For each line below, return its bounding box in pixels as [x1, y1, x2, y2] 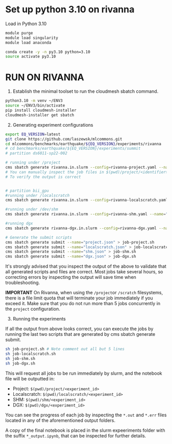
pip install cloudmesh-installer [5, 108, 77, 113]
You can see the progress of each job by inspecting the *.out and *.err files [5, 412, 167, 418]
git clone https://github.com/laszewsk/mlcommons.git [5, 136, 123, 142]
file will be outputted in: [5, 375, 55, 381]
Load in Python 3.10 [5, 21, 47, 27]
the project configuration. [5, 306, 60, 312]
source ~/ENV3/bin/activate [5, 103, 66, 108]
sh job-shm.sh [5, 356, 36, 361]
